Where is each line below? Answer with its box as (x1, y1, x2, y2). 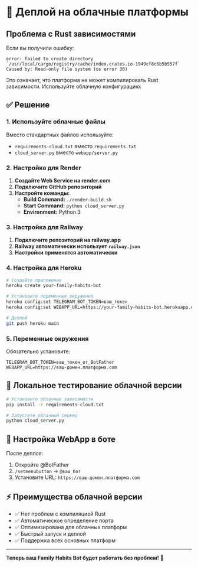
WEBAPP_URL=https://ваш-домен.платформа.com (6, 364, 117, 370)
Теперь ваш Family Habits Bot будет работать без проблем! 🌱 (6, 554, 164, 561)
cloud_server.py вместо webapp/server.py (14, 149, 118, 156)
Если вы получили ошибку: (6, 44, 74, 51)
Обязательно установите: (6, 348, 71, 355)
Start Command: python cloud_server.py (23, 202, 125, 209)
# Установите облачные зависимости (6, 396, 94, 402)
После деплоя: (6, 450, 43, 457)
